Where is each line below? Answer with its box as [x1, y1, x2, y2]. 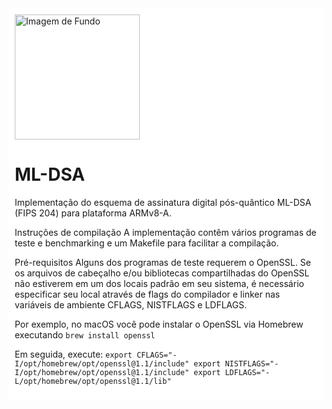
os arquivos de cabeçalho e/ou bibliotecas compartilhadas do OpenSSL [14, 267, 310, 279]
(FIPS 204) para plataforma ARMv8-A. [14, 207, 172, 219]
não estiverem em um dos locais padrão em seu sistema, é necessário [14, 277, 305, 289]
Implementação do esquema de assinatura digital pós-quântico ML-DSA [14, 196, 312, 208]
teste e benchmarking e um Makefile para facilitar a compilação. [14, 237, 280, 249]
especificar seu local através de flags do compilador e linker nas [14, 288, 281, 300]
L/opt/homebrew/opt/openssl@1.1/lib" [14, 376, 172, 386]
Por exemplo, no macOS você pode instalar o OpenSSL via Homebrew [14, 318, 304, 330]
